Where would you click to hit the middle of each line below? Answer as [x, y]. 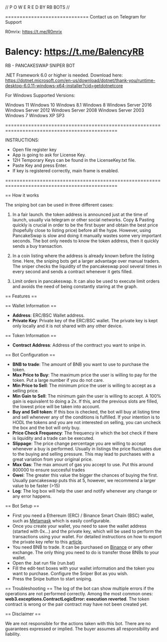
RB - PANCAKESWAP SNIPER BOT [40, 65]
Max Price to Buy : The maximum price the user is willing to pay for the [84, 375]
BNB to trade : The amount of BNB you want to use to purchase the [81, 364]
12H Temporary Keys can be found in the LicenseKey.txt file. [74, 160]
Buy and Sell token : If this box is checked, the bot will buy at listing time [86, 412]
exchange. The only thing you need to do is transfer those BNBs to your [85, 552]
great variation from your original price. [52, 459]
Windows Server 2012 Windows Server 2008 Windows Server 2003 [75, 110]
